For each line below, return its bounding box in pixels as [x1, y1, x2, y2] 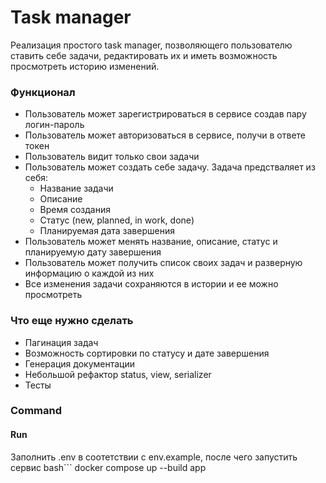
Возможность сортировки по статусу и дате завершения [24, 347, 270, 359]
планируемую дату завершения [24, 246, 162, 258]
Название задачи [39, 182, 114, 195]
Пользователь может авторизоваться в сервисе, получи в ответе [24, 129, 307, 141]
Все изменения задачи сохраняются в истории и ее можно [24, 278, 279, 290]
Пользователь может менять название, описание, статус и [24, 236, 278, 248]
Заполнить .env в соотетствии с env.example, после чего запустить [10, 451, 298, 463]
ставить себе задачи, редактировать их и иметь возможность [10, 49, 278, 61]
